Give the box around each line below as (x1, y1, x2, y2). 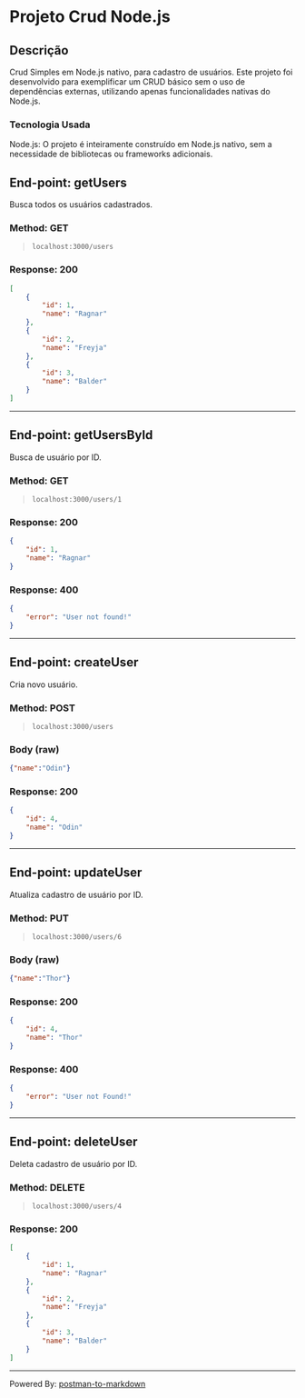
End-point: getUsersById (9, 427, 153, 443)
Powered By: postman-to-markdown (9, 1378, 146, 1389)
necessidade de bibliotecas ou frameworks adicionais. (9, 148, 213, 160)
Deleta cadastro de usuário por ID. (9, 1158, 138, 1169)
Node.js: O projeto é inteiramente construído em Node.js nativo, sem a (9, 139, 272, 150)
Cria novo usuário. (9, 679, 79, 690)
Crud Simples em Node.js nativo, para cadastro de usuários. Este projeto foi (9, 66, 293, 77)
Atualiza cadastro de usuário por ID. (9, 889, 143, 900)
